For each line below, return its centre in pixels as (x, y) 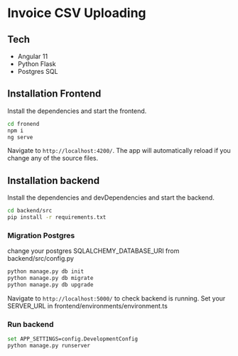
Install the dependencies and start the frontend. (77, 111)
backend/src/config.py (41, 259)
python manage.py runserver (49, 346)
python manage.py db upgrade (50, 285)
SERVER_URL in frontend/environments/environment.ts (88, 306)
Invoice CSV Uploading (77, 13)
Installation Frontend (54, 94)
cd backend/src (30, 211)
